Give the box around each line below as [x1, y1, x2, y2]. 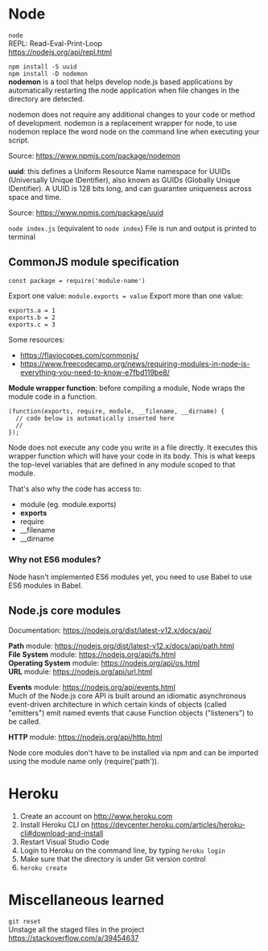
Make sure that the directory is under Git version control [19, 853, 207, 863]
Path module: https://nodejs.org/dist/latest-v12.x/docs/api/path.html [8, 641, 235, 650]
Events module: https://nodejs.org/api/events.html [8, 682, 175, 691]
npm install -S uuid [8, 62, 78, 71]
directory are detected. [8, 93, 85, 103]
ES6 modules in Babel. [8, 581, 83, 591]
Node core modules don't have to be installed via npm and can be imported [8, 747, 259, 758]
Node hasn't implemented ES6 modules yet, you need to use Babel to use [8, 572, 252, 582]
